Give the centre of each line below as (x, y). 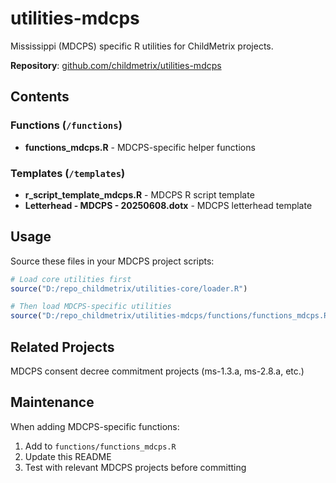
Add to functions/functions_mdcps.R (100, 446)
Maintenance (52, 402)
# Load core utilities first (71, 279)
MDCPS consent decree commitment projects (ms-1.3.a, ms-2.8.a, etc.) (157, 371)
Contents (40, 97)
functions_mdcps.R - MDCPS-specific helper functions (140, 147)
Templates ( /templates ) (68, 173)
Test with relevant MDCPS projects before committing (135, 467)
